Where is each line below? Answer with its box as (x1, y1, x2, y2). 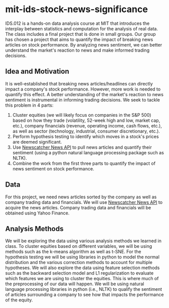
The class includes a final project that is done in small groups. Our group (5, 31, 156, 37)
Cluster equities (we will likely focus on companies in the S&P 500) (12, 112, 151, 118)
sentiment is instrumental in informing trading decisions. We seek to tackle (5, 97, 160, 103)
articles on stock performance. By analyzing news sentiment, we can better (5, 41, 162, 48)
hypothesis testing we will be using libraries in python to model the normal (5, 254, 160, 260)
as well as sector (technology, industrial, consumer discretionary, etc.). (12, 128, 160, 134)
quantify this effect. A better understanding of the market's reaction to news (5, 91, 164, 97)
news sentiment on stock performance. (12, 165, 94, 171)
